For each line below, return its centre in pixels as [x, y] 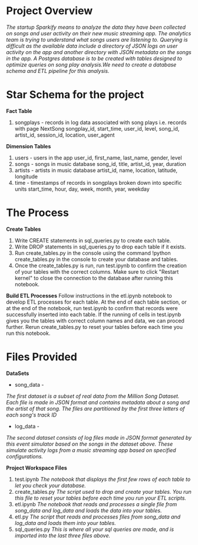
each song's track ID [32, 415]
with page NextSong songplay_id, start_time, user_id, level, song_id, [97, 128]
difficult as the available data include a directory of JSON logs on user [92, 46]
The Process [37, 213]
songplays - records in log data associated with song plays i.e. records [100, 122]
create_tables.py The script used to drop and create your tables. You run [103, 491]
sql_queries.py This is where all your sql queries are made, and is [94, 529]
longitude [26, 176]
